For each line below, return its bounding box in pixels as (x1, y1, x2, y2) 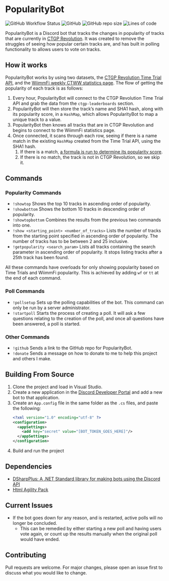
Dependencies (5, 462, 52, 471)
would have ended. (20, 536, 60, 542)
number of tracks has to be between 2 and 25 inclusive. (12, 238, 129, 244)
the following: (12, 405, 41, 411)
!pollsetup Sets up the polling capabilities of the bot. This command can (12, 299, 164, 305)
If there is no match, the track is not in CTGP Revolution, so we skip (20, 154, 160, 160)
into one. (12, 222, 31, 228)
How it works (5, 61, 47, 69)
